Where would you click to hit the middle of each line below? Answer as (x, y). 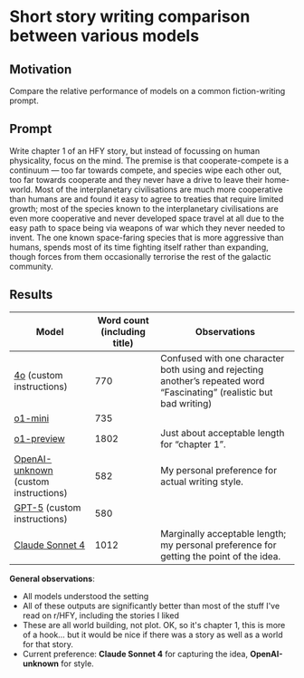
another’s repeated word (213, 380)
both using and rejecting (212, 369)
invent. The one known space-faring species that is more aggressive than (147, 237)
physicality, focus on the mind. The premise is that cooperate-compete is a (149, 160)
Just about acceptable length (223, 433)
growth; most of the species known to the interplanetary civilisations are (144, 208)
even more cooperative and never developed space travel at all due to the (147, 218)
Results (31, 295)
